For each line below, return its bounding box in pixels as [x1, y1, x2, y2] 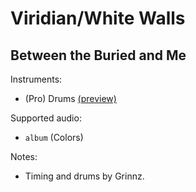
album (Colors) [24, 132, 84, 143]
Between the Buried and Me [10, 47, 187, 64]
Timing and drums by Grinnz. [24, 170, 145, 182]
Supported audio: [10, 112, 82, 124]
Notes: [10, 151, 38, 162]
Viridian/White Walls [10, 7, 186, 30]
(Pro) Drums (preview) [24, 93, 117, 104]
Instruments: [10, 73, 63, 85]
